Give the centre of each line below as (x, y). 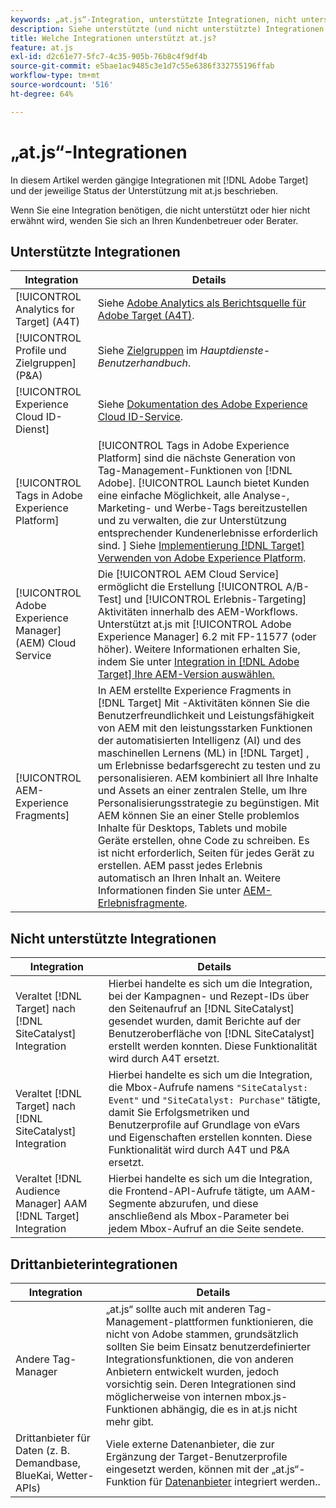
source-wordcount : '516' (62, 85)
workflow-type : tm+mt (55, 76)
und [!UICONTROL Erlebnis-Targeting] (215, 599)
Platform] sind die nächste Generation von (197, 458)
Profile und (41, 351)
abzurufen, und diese (208, 1204)
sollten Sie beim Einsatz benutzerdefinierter (208, 1346)
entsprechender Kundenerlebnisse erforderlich (207, 533)
